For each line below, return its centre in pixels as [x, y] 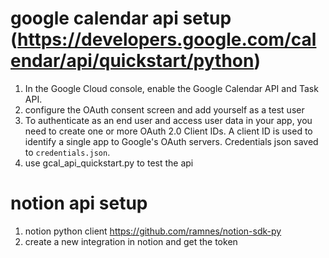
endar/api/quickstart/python [132, 61]
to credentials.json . [67, 152]
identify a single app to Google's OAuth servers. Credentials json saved [171, 141]
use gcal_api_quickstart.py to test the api [109, 163]
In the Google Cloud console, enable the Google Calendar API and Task [171, 88]
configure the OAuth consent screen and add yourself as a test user [164, 109]
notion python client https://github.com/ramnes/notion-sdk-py [153, 231]
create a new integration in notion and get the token [131, 241]
